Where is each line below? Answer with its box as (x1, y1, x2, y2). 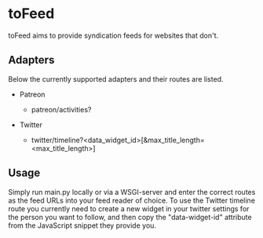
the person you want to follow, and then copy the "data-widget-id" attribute (8, 212, 253, 222)
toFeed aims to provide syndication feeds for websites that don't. (8, 31, 219, 40)
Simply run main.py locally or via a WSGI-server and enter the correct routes (8, 187, 256, 196)
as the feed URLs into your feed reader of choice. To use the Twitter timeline (8, 196, 255, 205)
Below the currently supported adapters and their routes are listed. (8, 74, 224, 83)
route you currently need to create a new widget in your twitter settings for (8, 203, 250, 213)
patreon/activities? (31, 104, 92, 114)
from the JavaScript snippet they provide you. (8, 221, 157, 230)
